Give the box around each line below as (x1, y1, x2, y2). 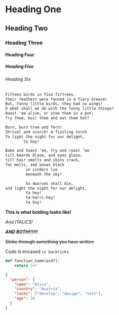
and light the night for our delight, (5, 186, 87, 191)
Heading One (5, 4, 62, 15)
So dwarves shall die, (25, 181, 73, 186)
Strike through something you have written (5, 239, 94, 245)
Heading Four (5, 52, 34, 58)
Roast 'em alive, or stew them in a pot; (5, 111, 94, 116)
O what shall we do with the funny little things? (5, 106, 114, 111)
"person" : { (10, 277, 35, 282)
